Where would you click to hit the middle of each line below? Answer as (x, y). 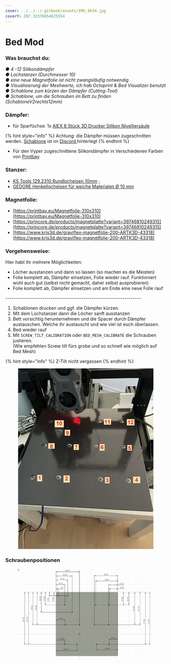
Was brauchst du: (28, 58)
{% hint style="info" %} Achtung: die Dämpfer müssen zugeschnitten (78, 136)
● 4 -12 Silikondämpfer (30, 69)
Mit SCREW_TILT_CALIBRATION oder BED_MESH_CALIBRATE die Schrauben (84, 335)
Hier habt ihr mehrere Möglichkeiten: (44, 262)
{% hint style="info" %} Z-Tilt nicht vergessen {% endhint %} (70, 361)
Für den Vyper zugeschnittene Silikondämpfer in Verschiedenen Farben (88, 151)
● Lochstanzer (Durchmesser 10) (40, 75)
